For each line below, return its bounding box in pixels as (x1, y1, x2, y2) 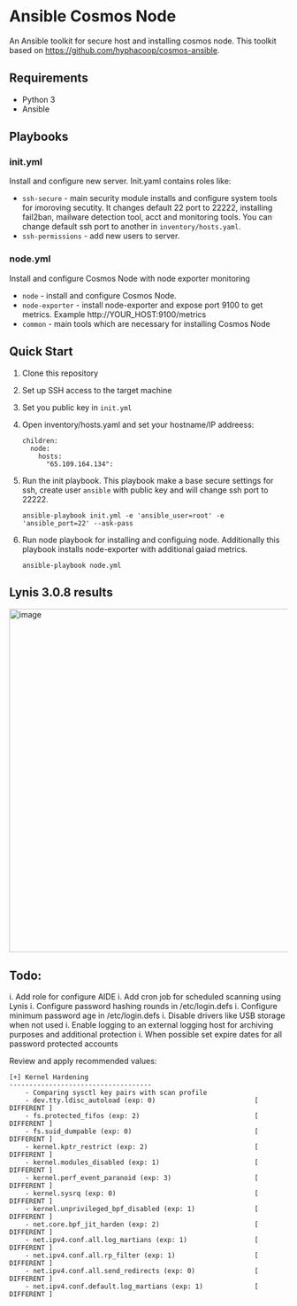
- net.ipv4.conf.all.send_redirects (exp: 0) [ (25, 1267, 259, 1276)
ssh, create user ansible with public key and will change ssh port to (21, 485, 269, 495)
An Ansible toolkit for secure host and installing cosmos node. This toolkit (9, 35, 277, 46)
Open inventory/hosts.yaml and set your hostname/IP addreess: (21, 419, 255, 430)
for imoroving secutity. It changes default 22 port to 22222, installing (21, 202, 273, 214)
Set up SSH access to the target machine (21, 385, 172, 395)
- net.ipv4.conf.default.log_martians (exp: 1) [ (25, 1282, 259, 1291)
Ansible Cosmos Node (9, 6, 177, 27)
